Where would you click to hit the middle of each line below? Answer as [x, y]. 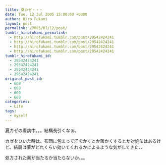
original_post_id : [24, 79]
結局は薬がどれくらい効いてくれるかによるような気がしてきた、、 [80, 147]
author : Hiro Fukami [27, 19]
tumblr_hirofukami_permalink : [36, 33]
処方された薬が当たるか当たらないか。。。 [46, 158]
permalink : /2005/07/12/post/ [36, 28]
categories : [17, 102]
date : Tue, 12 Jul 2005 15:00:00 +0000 [46, 14]
